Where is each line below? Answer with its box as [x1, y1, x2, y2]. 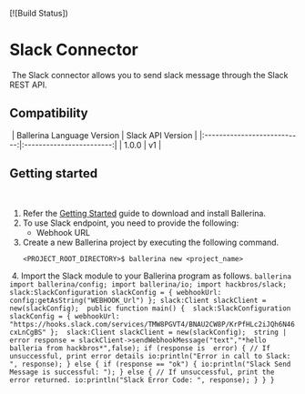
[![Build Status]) [9, 8, 68, 18]
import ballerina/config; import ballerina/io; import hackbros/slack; [9, 279, 287, 289]
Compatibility [9, 106, 88, 121]
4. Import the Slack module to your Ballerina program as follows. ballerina [11, 270, 291, 281]
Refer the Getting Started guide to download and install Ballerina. [22, 207, 267, 218]
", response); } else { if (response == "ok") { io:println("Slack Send [9, 359, 291, 369]
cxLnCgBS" [9, 328, 47, 337]
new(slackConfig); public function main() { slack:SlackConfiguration [9, 304, 291, 313]
